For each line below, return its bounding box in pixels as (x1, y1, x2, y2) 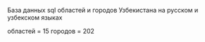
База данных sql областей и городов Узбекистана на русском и (7, 6, 199, 14)
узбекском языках (7, 13, 63, 22)
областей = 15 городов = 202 (7, 27, 95, 35)
